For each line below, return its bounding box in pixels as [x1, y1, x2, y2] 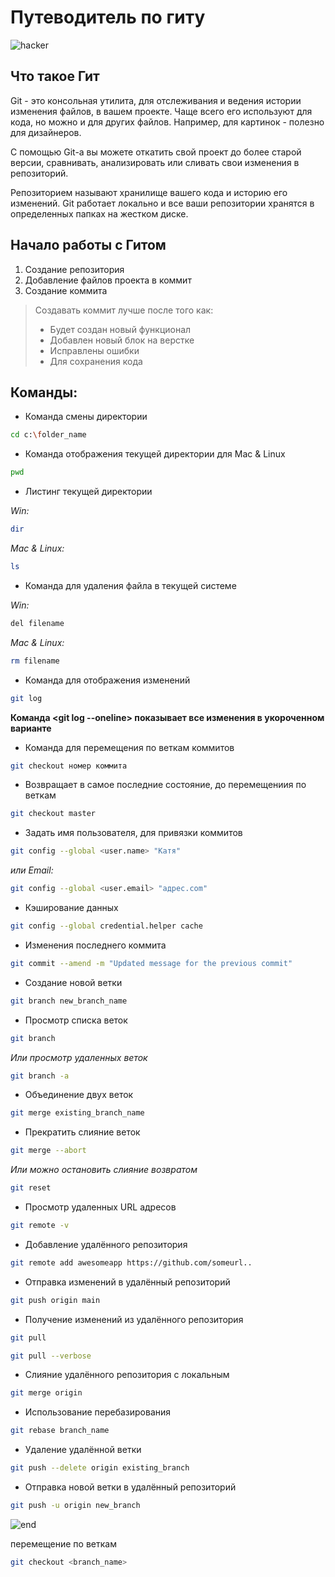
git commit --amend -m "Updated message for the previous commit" [10, 958, 293, 968]
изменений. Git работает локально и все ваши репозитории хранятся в [10, 197, 315, 209]
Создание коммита [24, 284, 108, 296]
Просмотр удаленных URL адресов [24, 1201, 177, 1213]
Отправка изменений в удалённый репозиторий [24, 1276, 231, 1288]
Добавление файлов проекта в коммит [24, 274, 192, 286]
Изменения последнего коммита [24, 939, 167, 951]
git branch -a [10, 1071, 70, 1081]
